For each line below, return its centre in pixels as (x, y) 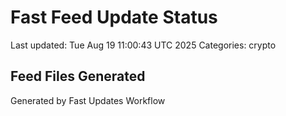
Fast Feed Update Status (114, 17)
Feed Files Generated (78, 76)
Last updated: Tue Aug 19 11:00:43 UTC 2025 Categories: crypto (143, 45)
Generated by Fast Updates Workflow (88, 100)
